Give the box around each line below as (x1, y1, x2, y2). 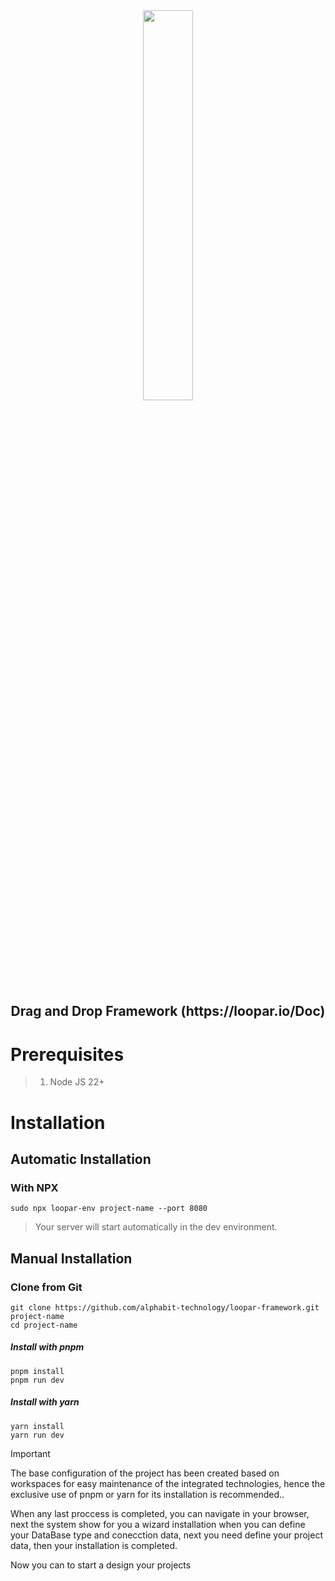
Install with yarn (10, 1396, 80, 1408)
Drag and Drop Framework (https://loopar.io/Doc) (10, 1003, 326, 1020)
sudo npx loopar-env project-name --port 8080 (10, 1204, 208, 1214)
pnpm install (10, 1366, 65, 1376)
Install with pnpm (10, 1341, 85, 1353)
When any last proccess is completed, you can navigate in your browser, (10, 1507, 310, 1519)
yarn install (10, 1421, 65, 1431)
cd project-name (10, 1320, 78, 1330)
